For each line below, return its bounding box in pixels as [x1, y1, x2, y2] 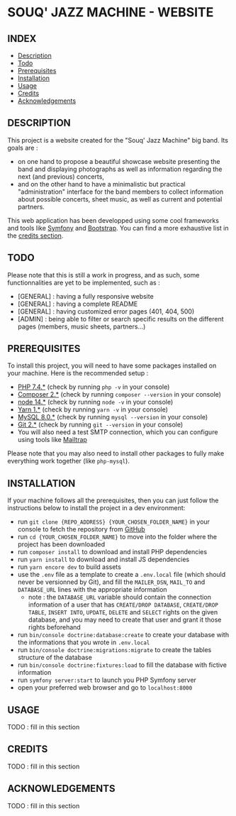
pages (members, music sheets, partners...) [17, 322, 146, 331]
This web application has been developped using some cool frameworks [7, 216, 220, 224]
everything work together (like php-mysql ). [7, 457, 130, 465]
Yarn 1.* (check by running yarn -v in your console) [17, 405, 169, 414]
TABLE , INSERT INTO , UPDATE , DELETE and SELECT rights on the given [28, 608, 218, 617]
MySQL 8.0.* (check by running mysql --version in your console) [17, 413, 208, 421]
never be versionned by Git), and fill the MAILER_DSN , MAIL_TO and [17, 578, 206, 586]
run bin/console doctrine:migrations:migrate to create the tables [17, 646, 212, 654]
